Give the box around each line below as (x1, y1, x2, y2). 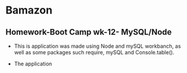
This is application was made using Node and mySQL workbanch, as (14, 42, 181, 49)
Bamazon (5, 4, 53, 17)
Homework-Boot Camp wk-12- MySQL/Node (5, 27, 172, 37)
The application (14, 60, 53, 67)
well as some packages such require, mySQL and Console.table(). (14, 49, 175, 56)
